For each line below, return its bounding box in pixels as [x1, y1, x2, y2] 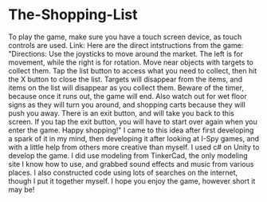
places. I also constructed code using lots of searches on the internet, [8, 168, 238, 177]
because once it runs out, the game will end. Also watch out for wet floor [8, 91, 247, 101]
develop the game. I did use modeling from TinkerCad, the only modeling [8, 150, 249, 160]
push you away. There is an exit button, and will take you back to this [8, 108, 235, 117]
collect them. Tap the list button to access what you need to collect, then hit [8, 65, 257, 75]
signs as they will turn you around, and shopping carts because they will [8, 100, 245, 109]
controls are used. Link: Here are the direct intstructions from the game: [8, 40, 244, 50]
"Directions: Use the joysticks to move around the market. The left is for [8, 49, 244, 58]
